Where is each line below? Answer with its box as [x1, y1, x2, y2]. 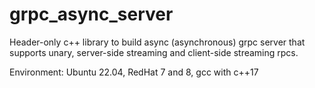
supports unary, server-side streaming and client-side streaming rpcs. [9, 46, 299, 58]
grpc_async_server [9, 3, 174, 26]
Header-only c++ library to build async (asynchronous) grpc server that [9, 36, 306, 48]
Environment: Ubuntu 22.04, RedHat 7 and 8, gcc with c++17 [9, 66, 259, 78]
